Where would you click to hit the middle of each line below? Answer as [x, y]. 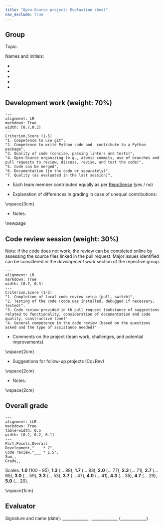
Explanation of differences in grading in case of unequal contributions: [84, 194]
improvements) [28, 342]
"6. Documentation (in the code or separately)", [58, 171]
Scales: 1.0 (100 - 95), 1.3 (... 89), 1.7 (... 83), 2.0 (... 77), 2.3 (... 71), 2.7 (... [82, 470]
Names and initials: [25, 56]
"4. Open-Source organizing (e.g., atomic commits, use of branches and [82, 158]
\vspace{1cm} [19, 490]
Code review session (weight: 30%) [62, 239]
